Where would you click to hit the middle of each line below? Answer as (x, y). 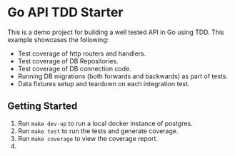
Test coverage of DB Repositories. (68, 61)
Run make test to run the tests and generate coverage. (98, 131)
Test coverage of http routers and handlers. (82, 53)
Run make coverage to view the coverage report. (88, 138)
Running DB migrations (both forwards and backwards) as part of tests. (123, 76)
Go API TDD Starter (65, 12)
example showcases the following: (58, 39)
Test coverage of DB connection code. (75, 68)
